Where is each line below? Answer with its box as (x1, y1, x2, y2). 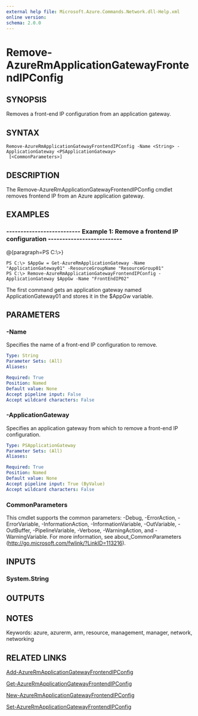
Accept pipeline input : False (6, 391, 82, 397)
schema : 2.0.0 (6, 20, 42, 26)
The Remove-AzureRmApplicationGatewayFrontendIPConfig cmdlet (6, 186, 173, 193)
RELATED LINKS (6, 653, 67, 663)
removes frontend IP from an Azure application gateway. (6, 192, 145, 199)
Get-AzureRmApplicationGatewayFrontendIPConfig (6, 680, 132, 687)
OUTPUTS (6, 593, 45, 603)
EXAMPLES (6, 209, 49, 220)
